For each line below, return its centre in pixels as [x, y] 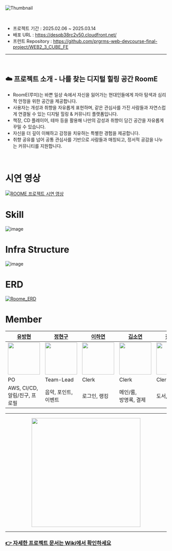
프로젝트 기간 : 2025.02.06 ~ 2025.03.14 [54, 28]
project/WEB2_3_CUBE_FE [40, 47]
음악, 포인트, [59, 392]
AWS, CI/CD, [23, 388]
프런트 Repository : [32, 41]
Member [24, 319]
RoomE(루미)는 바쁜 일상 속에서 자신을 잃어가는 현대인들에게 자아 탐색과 [85, 94]
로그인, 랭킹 [95, 396]
